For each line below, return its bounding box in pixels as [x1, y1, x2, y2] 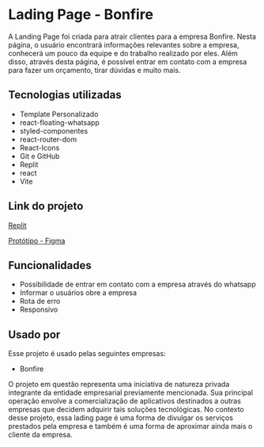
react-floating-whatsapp [19, 117, 100, 127]
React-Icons [19, 142, 60, 152]
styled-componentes [19, 126, 89, 135]
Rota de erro [19, 297, 61, 306]
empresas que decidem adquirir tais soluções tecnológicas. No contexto [8, 405, 245, 415]
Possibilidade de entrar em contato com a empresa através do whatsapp [19, 279, 256, 290]
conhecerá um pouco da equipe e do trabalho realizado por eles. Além [8, 48, 239, 58]
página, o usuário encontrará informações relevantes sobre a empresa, [8, 40, 239, 49]
